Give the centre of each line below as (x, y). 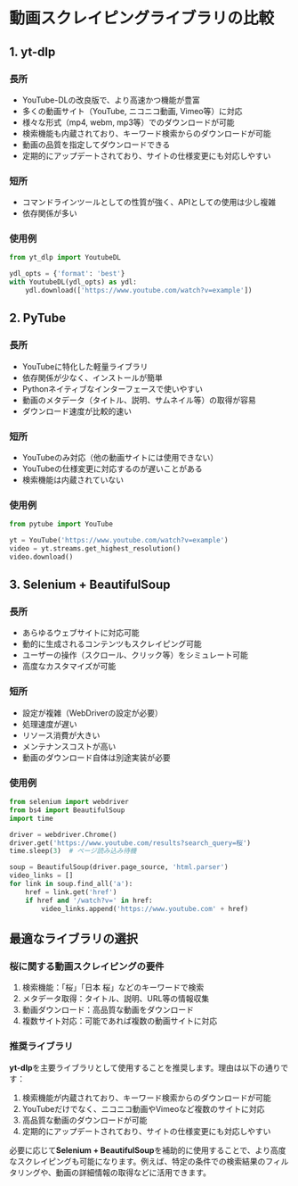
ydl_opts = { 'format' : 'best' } (67, 274)
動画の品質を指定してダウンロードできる (96, 145)
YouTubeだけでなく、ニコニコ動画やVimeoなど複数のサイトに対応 (143, 1108)
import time (31, 818)
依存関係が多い (49, 213)
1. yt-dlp (32, 51)
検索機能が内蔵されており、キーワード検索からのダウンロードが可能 (146, 1098)
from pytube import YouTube (61, 524)
